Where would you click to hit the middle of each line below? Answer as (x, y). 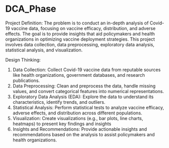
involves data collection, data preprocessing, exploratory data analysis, (80, 44)
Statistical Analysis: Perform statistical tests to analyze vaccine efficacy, (88, 107)
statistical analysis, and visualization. (44, 50)
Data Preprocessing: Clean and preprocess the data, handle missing (84, 86)
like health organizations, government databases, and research (79, 75)
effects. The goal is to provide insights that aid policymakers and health (80, 34)
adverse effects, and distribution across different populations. (77, 113)
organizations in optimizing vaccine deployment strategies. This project (80, 39)
